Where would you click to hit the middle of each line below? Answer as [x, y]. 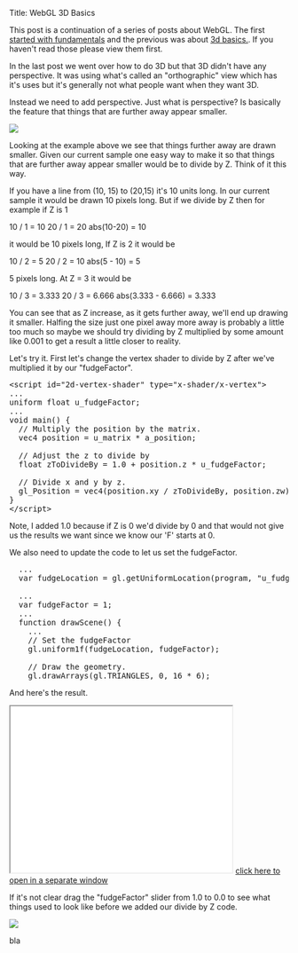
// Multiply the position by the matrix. [110, 429]
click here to [258, 870]
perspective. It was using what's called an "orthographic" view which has [143, 75]
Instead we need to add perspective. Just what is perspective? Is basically [145, 102]
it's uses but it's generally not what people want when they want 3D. [134, 85]
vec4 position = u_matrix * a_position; [107, 438]
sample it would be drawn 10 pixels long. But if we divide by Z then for [137, 200]
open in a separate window [59, 880]
